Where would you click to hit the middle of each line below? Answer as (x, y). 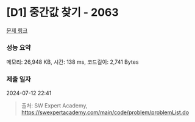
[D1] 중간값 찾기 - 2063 (62, 12)
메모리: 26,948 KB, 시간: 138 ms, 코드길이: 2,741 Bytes (73, 62)
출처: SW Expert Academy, (54, 105)
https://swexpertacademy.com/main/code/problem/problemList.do (105, 112)
